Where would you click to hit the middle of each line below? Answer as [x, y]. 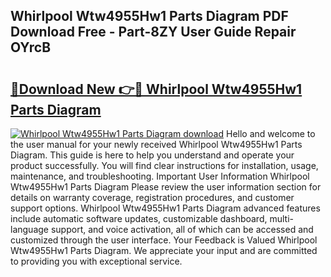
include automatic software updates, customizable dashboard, [139, 218]
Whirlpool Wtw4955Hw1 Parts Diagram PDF [149, 16]
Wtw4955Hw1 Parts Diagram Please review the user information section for [166, 187]
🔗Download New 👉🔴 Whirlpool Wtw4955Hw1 [156, 89]
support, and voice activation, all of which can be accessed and [182, 229]
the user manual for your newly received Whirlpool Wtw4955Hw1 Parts [156, 144]
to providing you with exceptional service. [96, 261]
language [29, 229]
